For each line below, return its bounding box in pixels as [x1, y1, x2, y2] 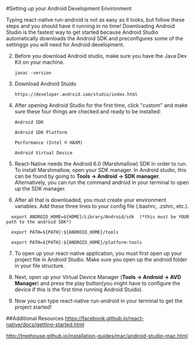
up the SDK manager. [14, 185, 66, 192]
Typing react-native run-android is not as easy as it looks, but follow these [6, 16, 185, 23]
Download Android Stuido [14, 80, 77, 87]
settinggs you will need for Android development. [6, 41, 124, 48]
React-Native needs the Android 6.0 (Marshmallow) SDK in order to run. [14, 160, 187, 167]
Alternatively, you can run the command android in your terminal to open [14, 179, 189, 186]
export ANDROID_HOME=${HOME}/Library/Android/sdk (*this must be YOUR [11, 214, 190, 220]
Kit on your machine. [14, 58, 65, 65]
